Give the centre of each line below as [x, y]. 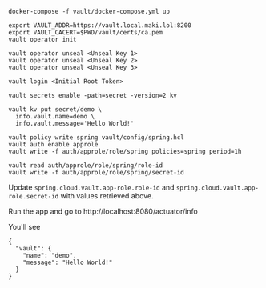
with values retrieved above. [107, 196]
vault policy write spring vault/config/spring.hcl [96, 138]
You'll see [24, 227]
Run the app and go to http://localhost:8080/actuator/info [103, 211]
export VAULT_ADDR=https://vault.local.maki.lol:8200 [100, 26]
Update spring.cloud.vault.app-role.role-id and [91, 187]
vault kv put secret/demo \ [55, 110]
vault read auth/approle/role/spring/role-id [85, 166]
